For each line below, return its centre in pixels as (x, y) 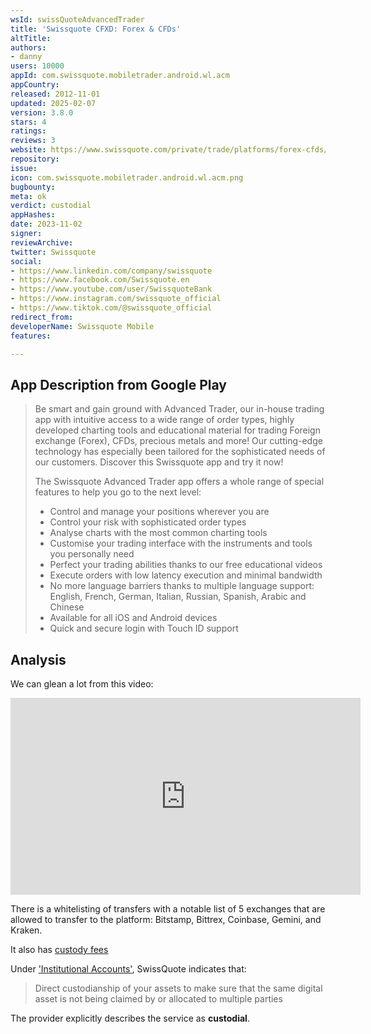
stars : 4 (28, 122)
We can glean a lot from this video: (82, 684)
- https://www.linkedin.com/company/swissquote (111, 271)
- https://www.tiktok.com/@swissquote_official (111, 308)
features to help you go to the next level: (118, 492)
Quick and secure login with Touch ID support (144, 628)
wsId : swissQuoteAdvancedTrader (77, 19)
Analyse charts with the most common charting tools (158, 533)
